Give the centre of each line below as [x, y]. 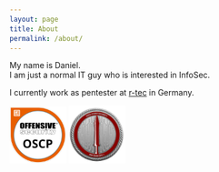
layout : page [34, 19]
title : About [34, 29]
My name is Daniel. [45, 66]
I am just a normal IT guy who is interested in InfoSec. [110, 75]
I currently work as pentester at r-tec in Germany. [102, 93]
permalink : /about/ [46, 38]
